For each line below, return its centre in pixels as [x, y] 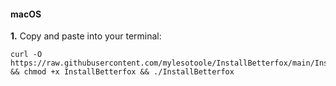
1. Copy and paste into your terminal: [86, 36]
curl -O [26, 55]
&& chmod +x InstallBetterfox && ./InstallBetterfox [122, 72]
